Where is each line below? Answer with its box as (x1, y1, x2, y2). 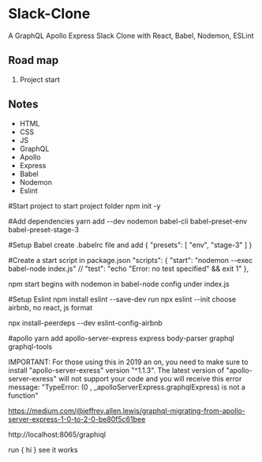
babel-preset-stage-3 (8, 224, 79, 234)
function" (8, 390, 39, 400)
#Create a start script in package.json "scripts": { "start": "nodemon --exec (8, 255, 253, 265)
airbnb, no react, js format (8, 302, 93, 312)
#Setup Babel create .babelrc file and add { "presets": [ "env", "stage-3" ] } (8, 240, 253, 250)
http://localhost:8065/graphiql (8, 430, 107, 439)
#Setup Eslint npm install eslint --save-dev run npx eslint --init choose (8, 294, 237, 304)
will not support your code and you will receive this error (58, 374, 242, 383)
